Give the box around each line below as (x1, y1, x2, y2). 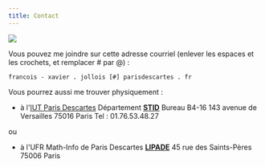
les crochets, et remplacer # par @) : (8, 57, 130, 67)
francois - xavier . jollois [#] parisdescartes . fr (8, 73, 193, 81)
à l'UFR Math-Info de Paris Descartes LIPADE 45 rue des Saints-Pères (19, 142, 252, 152)
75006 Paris (19, 150, 61, 161)
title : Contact (8, 11, 59, 20)
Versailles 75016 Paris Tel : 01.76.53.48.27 (19, 111, 159, 120)
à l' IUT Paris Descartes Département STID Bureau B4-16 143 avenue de (19, 102, 257, 112)
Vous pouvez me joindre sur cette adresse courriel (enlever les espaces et (8, 49, 255, 59)
